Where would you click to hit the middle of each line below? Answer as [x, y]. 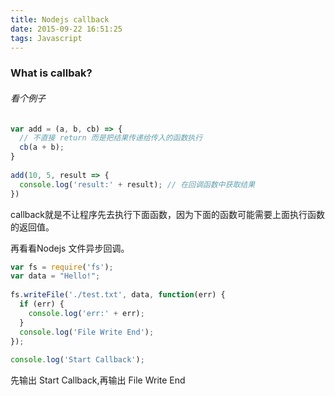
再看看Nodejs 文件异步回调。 [70, 248]
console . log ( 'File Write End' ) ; [87, 332]
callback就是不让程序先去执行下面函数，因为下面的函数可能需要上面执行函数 [168, 214]
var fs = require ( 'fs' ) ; [62, 267]
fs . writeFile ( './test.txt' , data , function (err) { [118, 295]
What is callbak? [51, 73]
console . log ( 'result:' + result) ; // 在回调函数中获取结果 [137, 184]
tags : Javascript [46, 38]
